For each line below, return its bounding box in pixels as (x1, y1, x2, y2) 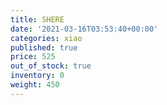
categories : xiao (10, 33, 83, 43)
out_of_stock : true (10, 61, 92, 71)
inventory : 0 (10, 71, 65, 81)
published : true (10, 42, 78, 53)
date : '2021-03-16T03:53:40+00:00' (10, 24, 159, 34)
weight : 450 (10, 80, 60, 90)
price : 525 (10, 52, 56, 62)
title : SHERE (10, 14, 65, 25)
